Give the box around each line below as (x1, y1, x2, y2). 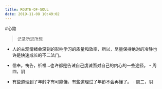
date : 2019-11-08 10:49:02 (5, 12, 60, 16)
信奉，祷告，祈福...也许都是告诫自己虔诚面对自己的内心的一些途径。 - (12, 62, 152, 68)
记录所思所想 (17, 36, 43, 42)
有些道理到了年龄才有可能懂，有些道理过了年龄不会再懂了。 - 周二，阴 (12, 78, 153, 85)
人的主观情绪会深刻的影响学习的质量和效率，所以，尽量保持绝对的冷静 (12, 46, 153, 52)
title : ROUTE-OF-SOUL (5, 7, 49, 12)
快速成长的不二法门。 (20, 52, 64, 58)
